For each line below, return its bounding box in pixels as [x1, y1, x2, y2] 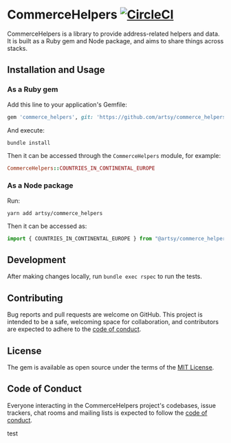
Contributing [7, 292, 63, 304]
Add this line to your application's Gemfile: [7, 100, 127, 109]
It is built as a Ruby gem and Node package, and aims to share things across [7, 36, 224, 45]
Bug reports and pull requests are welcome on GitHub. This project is [7, 310, 203, 319]
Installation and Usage [7, 64, 105, 76]
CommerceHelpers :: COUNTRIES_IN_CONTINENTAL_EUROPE [7, 165, 155, 172]
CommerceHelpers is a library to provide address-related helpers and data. [7, 30, 220, 38]
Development [7, 254, 67, 266]
